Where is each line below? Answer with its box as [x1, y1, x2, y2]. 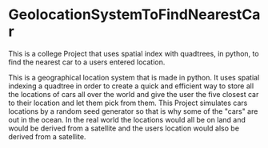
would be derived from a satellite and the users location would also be [8, 123, 240, 133]
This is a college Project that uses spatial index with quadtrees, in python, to [8, 49, 259, 58]
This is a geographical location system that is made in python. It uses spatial [8, 72, 260, 82]
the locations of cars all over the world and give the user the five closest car [8, 89, 259, 99]
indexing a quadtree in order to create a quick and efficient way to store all [8, 81, 254, 91]
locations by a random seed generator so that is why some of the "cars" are [8, 106, 258, 116]
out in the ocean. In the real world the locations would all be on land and [8, 115, 246, 124]
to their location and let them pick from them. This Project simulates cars [8, 98, 248, 107]
